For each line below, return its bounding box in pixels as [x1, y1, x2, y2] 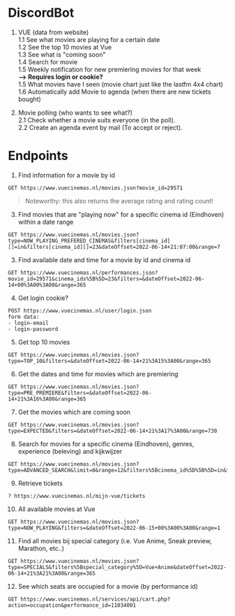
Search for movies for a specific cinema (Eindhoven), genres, [17, 439, 195, 448]
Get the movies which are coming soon [17, 408, 131, 416]
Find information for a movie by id [17, 171, 116, 179]
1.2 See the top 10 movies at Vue [17, 43, 112, 51]
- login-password [8, 325, 59, 333]
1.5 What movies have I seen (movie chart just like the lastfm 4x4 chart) [17, 80, 224, 88]
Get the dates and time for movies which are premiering [17, 369, 179, 378]
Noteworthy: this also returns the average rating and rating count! [24, 196, 213, 205]
